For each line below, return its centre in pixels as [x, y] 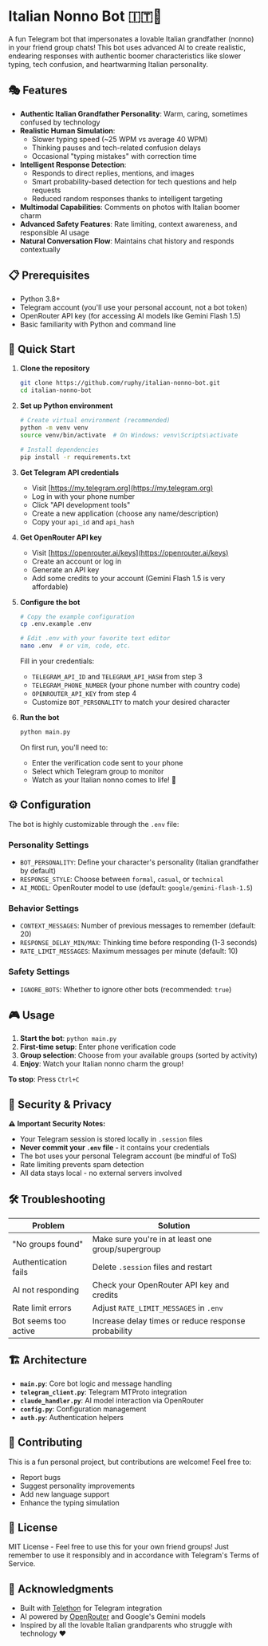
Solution [174, 1226]
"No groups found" [48, 1244]
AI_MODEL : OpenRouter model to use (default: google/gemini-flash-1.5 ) [136, 887]
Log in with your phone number [83, 496]
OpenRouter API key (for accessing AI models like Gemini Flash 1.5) [130, 315]
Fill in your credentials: [57, 661]
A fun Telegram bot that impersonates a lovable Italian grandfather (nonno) [131, 38]
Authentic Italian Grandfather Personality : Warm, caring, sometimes [134, 113]
